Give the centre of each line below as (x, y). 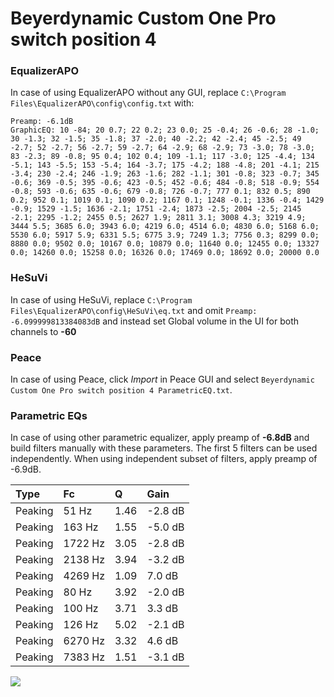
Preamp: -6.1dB (42, 122)
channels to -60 (43, 331)
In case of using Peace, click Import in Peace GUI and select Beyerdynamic (162, 379)
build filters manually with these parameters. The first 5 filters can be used (164, 448)
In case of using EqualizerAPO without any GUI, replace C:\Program (148, 93)
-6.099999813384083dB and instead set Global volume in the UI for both (155, 321)
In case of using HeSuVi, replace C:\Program (101, 299)
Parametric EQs (49, 415)
